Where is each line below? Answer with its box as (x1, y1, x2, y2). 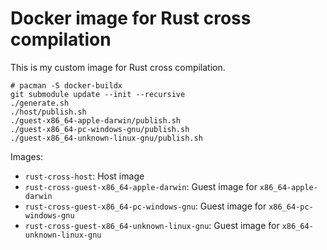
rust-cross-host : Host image (24, 170, 145, 182)
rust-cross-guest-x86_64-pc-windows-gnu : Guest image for (24, 200, 267, 212)
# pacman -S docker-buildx (10, 80, 123, 91)
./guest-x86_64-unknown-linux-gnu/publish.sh (10, 133, 203, 143)
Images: (10, 150, 44, 162)
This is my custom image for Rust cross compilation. (10, 61, 226, 73)
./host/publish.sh (10, 107, 87, 117)
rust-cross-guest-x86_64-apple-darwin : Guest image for (24, 180, 258, 192)
